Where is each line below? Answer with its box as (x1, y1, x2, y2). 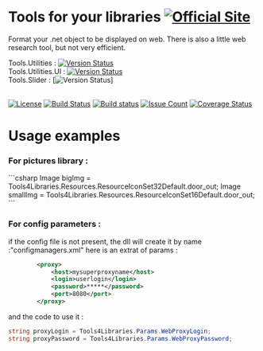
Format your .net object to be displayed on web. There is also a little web (8, 34, 246, 44)
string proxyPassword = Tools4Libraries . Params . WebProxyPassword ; (8, 334, 233, 342)
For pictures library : (8, 155, 89, 166)
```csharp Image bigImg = (8, 174, 91, 183)
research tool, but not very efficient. (8, 42, 126, 52)
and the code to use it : (8, 311, 84, 322)
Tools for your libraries (8, 8, 161, 26)
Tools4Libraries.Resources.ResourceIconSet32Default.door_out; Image (8, 181, 241, 191)
